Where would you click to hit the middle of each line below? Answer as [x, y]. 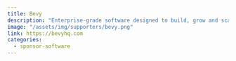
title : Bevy [25, 14]
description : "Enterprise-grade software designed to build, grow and [113, 20]
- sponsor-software [42, 46]
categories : [25, 40]
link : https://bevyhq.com [45, 33]
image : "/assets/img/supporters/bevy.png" [70, 27]
